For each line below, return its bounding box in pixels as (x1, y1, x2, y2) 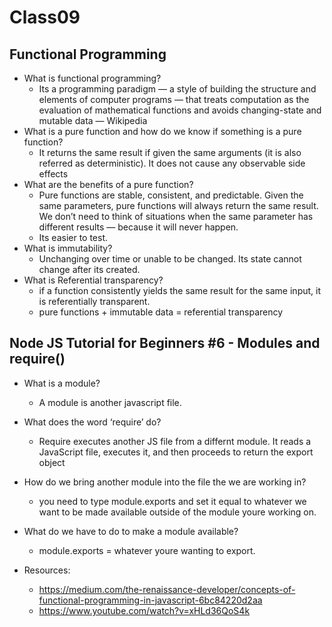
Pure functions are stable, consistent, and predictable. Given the (38, 189, 304, 201)
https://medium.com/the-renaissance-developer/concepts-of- (38, 583, 296, 595)
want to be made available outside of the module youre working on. (38, 506, 317, 518)
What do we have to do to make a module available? (23, 525, 239, 537)
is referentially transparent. (38, 296, 151, 307)
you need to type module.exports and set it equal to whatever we (38, 495, 307, 507)
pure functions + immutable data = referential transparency (38, 306, 284, 318)
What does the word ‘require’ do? (23, 416, 162, 428)
